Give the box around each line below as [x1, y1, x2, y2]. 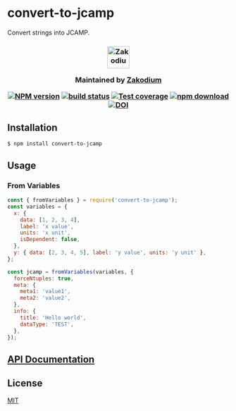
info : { [13, 308, 37, 315]
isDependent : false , [20, 236, 80, 243]
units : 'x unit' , [20, 229, 71, 237]
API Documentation [7, 353, 95, 365]
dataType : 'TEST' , [20, 321, 74, 328]
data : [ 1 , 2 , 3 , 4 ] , [20, 216, 80, 223]
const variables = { [7, 203, 68, 210]
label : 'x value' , [20, 223, 74, 230]
